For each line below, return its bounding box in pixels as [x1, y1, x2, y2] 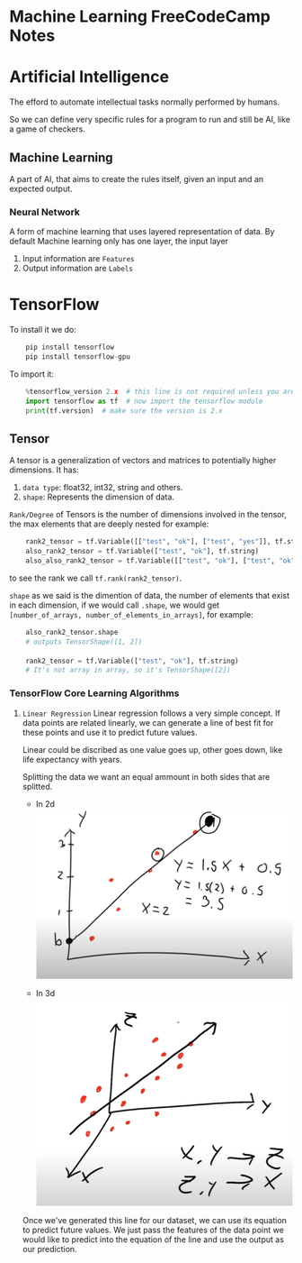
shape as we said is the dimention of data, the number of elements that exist [9, 590, 290, 600]
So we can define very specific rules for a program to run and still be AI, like [9, 114, 290, 125]
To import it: [9, 368, 54, 380]
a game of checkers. [9, 124, 85, 134]
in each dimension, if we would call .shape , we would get [9, 599, 220, 610]
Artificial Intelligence [9, 67, 169, 87]
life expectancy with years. [22, 754, 123, 764]
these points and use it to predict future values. [22, 727, 198, 737]
